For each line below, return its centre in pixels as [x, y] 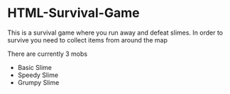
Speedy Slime [38, 75]
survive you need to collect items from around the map [88, 40]
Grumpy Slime [38, 82]
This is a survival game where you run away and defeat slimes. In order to [115, 33]
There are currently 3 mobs [47, 54]
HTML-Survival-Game [73, 13]
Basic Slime [34, 67]
